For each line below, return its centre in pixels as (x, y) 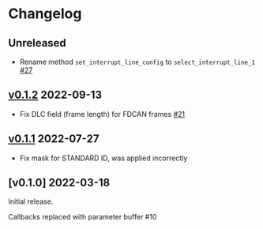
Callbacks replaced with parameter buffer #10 (83, 217)
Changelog (45, 14)
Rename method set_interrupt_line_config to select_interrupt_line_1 (137, 62)
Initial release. (31, 201)
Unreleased (38, 43)
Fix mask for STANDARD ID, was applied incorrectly (103, 158)
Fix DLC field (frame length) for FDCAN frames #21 (102, 114)
